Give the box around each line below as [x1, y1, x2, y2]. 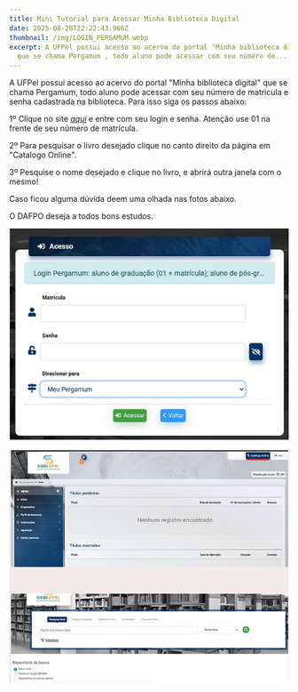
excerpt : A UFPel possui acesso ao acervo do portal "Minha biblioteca [9, 43, 279, 52]
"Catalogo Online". [9, 149, 77, 160]
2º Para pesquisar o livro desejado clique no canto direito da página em [9, 141, 271, 151]
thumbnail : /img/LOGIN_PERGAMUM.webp [9, 33, 149, 42]
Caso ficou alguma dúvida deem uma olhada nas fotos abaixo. [9, 194, 237, 205]
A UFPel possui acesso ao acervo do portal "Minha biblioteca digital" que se [9, 77, 288, 88]
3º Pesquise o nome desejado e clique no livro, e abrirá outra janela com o [9, 167, 282, 178]
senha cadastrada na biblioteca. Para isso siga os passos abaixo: [9, 96, 247, 107]
